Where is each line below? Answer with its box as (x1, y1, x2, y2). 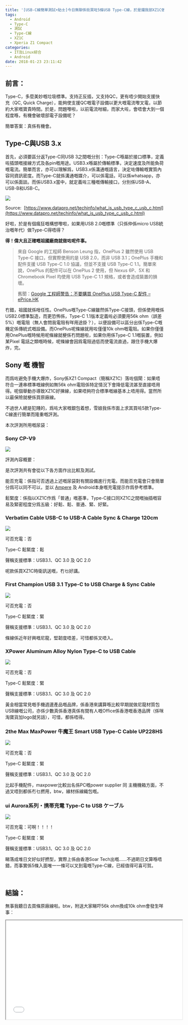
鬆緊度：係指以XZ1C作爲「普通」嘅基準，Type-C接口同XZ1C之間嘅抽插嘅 (5, 495, 157, 501)
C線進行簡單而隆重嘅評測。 (5, 411, 62, 417)
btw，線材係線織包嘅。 (53, 789, 102, 795)
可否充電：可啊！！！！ (5, 824, 54, 830)
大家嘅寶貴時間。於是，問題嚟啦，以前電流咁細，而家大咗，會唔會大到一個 (9, 106, 164, 112)
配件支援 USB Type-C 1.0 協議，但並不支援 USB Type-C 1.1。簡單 (17, 261, 152, 267)
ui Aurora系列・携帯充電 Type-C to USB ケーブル (5, 802, 124, 809)
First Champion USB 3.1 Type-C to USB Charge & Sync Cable (5, 581, 155, 588)
